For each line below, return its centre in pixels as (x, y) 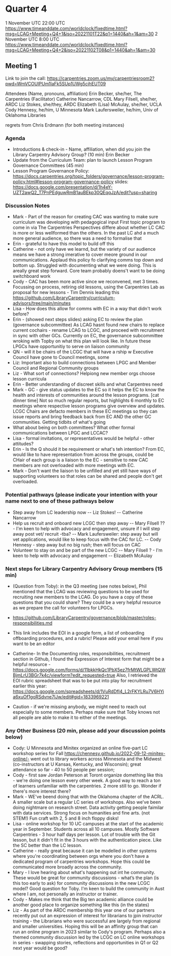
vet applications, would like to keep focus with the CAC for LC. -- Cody (87, 539)
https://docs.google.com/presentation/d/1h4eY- (63, 187)
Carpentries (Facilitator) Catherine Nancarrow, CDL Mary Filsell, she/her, (81, 99)
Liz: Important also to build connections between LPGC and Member (84, 363)
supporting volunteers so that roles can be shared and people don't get (88, 476)
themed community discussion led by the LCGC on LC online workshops (89, 937)
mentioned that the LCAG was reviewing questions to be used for (81, 591)
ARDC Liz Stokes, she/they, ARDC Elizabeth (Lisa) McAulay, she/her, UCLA (83, 104)
